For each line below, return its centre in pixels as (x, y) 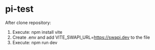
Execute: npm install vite (37, 32)
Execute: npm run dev (35, 42)
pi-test (19, 9)
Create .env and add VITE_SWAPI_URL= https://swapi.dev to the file (81, 37)
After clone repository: (28, 23)
